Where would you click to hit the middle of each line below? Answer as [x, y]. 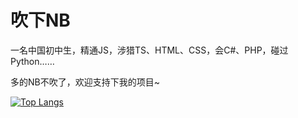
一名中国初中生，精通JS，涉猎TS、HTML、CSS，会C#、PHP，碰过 [149, 50]
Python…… [32, 61]
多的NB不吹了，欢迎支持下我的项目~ [85, 82]
